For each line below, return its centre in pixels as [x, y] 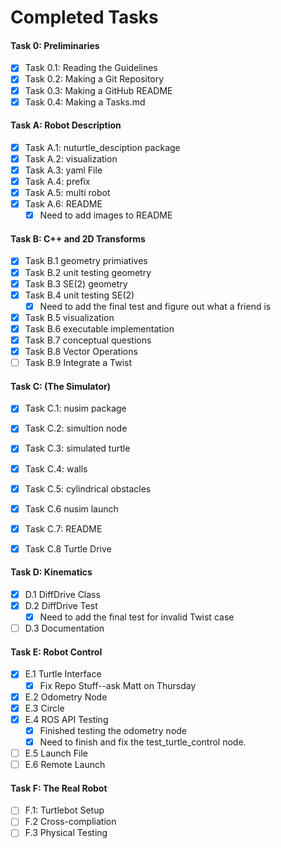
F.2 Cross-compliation [70, 822]
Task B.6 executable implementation [99, 328]
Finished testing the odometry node [113, 730]
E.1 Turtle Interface [63, 674]
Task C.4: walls [56, 468]
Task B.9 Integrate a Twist [78, 363]
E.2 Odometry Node [66, 697]
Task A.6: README [63, 204]
